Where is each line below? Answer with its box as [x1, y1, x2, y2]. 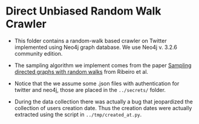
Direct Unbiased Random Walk [5, 4, 161, 18]
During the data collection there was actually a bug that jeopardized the [14, 98, 193, 105]
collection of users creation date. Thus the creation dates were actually [14, 104, 192, 111]
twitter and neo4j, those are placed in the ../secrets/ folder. [14, 86, 166, 93]
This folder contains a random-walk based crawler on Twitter [14, 37, 167, 44]
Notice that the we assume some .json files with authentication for [14, 80, 180, 87]
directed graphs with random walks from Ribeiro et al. [14, 68, 149, 75]
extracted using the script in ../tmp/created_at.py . [14, 111, 142, 118]
